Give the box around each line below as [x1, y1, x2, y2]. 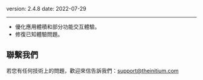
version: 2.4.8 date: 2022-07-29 [6, 5, 86, 12]
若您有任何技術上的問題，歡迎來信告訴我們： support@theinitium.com [6, 67, 179, 74]
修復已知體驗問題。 [14, 31, 63, 38]
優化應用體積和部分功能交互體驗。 [14, 23, 100, 30]
